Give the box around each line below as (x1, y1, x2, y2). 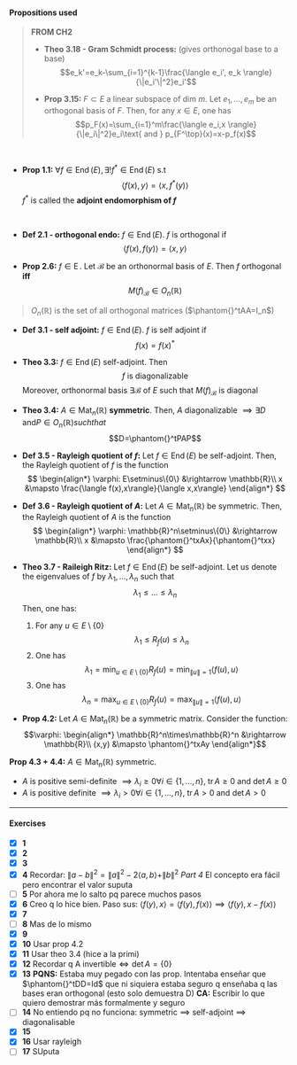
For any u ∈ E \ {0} (34, 620, 104, 631)
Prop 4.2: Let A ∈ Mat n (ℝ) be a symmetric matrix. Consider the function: (21, 713, 288, 727)
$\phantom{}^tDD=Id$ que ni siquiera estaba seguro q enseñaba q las (21, 979, 278, 990)
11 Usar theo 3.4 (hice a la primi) (21, 949, 140, 960)
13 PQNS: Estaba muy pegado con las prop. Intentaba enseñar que (21, 968, 267, 979)
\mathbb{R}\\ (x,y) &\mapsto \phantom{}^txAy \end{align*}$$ (43, 739, 267, 750)
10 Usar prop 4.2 (21, 939, 84, 949)
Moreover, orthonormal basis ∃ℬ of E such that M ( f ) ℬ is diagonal (21, 385, 259, 398)
